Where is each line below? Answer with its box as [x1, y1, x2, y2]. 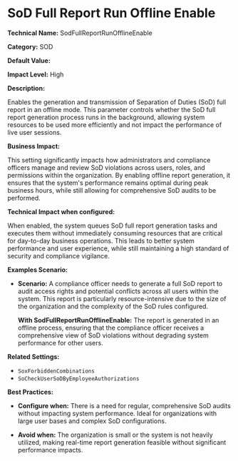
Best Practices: [7, 387, 53, 396]
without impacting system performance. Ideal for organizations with [17, 409, 217, 417]
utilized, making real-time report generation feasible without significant [17, 437, 227, 447]
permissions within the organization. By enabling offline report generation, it [7, 171, 230, 179]
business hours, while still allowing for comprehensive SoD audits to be [7, 186, 217, 194]
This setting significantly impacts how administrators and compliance [7, 156, 211, 164]
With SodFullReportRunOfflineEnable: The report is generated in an [17, 315, 219, 324]
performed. [7, 193, 41, 202]
